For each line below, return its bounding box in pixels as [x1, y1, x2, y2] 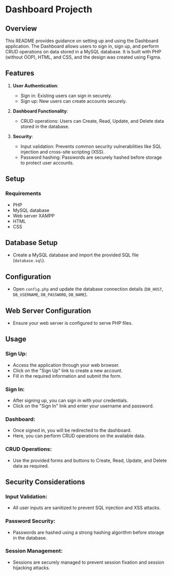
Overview [5, 24, 37, 33]
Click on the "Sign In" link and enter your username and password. [12, 402, 154, 409]
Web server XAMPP [12, 212, 55, 219]
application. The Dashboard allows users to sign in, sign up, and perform [5, 43, 159, 49]
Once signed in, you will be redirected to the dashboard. [12, 428, 132, 434]
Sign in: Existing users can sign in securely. [20, 92, 112, 99]
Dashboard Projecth [5, 4, 92, 15]
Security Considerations [5, 477, 86, 486]
